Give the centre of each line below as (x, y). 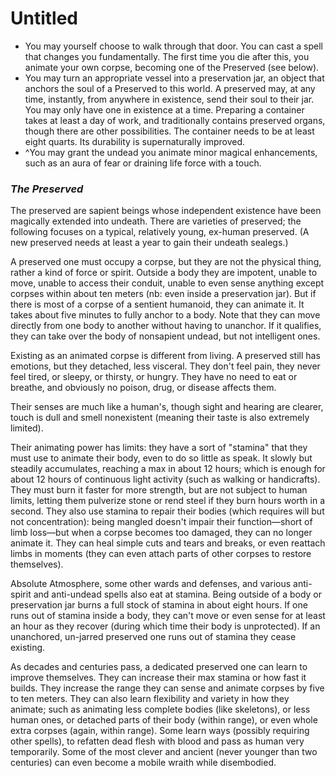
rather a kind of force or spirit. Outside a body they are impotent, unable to (164, 273)
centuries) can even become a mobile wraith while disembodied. (143, 763)
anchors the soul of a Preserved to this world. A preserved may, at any (170, 88)
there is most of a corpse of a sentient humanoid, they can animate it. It (157, 304)
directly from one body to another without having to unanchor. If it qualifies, (166, 326)
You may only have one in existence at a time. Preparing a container (164, 109)
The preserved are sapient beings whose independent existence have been (166, 211)
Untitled (44, 18)
